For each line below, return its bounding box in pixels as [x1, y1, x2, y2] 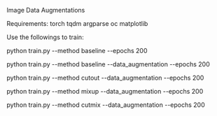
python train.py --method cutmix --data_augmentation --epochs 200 [6, 101, 206, 109]
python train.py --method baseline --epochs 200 [6, 47, 148, 55]
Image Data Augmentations [6, 6, 85, 14]
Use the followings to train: [6, 33, 85, 41]
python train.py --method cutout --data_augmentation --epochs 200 [6, 73, 204, 82]
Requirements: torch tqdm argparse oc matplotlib [6, 20, 148, 27]
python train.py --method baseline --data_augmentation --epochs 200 [6, 60, 211, 68]
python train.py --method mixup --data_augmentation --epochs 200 [6, 87, 204, 95]
